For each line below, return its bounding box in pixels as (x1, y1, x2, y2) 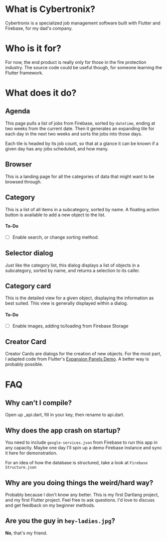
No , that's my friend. (5, 530, 47, 536)
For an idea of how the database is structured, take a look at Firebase (5, 460, 148, 466)
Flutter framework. (5, 70, 43, 76)
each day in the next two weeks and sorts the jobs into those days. (5, 131, 143, 136)
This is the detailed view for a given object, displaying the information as (5, 295, 154, 301)
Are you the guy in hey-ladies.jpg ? (5, 517, 116, 525)
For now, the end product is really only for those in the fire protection (5, 59, 147, 65)
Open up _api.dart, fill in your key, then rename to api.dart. (5, 412, 125, 418)
